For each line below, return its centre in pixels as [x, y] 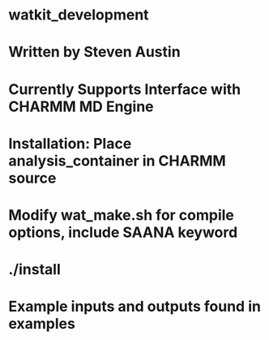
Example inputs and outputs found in [135, 307]
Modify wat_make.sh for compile [122, 215]
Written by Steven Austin [94, 52]
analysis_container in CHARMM [117, 161]
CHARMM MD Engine [81, 106]
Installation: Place [70, 143]
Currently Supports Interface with [125, 89]
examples [42, 324]
